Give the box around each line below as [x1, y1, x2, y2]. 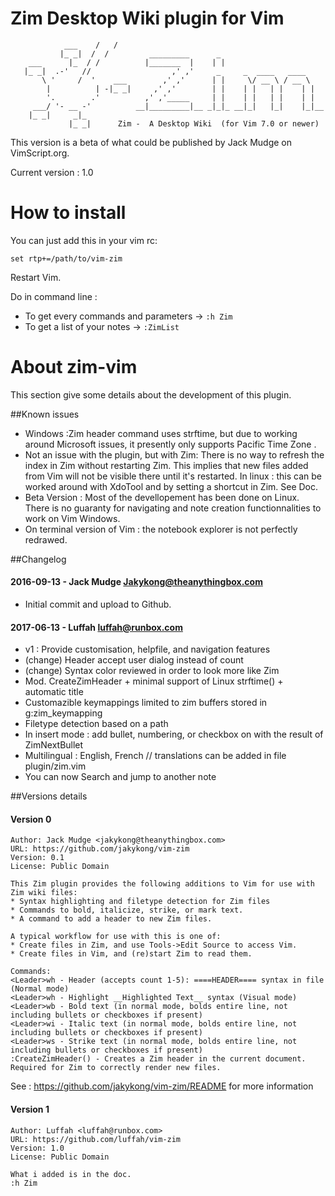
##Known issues [10, 408, 80, 420]
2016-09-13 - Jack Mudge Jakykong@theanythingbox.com [10, 576, 263, 588]
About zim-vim [10, 356, 138, 379]
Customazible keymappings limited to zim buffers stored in [24, 697, 268, 709]
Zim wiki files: [10, 888, 78, 898]
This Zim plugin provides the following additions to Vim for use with [10, 879, 315, 889]
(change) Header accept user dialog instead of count [24, 654, 244, 666]
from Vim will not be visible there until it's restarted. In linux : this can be [24, 470, 322, 482]
